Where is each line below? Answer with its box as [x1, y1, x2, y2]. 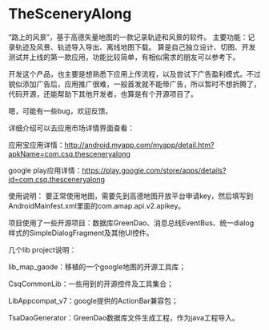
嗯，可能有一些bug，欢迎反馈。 [8, 105, 113, 116]
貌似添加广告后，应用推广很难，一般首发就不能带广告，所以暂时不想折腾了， [8, 79, 261, 89]
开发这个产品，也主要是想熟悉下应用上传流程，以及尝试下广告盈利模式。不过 [8, 69, 261, 78]
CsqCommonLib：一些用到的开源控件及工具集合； [8, 279, 174, 288]
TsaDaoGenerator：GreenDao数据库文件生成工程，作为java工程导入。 [8, 312, 240, 322]
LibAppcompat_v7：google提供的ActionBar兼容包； [8, 296, 179, 305]
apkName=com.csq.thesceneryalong [8, 149, 130, 158]
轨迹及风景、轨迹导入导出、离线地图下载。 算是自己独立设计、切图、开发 [14, 42, 256, 52]
